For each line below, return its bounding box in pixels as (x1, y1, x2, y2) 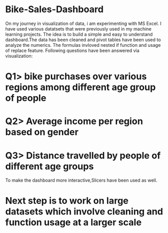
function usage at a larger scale (5, 217, 142, 228)
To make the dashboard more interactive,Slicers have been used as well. (5, 177, 158, 184)
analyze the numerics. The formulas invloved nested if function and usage (5, 42, 161, 48)
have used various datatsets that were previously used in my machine (5, 25, 152, 32)
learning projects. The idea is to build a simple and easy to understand (5, 31, 153, 37)
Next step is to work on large (5, 195, 129, 207)
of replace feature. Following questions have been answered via (5, 47, 140, 53)
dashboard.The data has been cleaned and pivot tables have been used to (5, 37, 161, 43)
